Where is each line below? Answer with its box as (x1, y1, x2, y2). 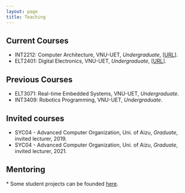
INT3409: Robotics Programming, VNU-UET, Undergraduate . (14, 96, 163, 103)
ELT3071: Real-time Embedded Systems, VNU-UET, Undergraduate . (14, 90, 179, 97)
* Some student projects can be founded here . (6, 180, 119, 187)
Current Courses (6, 36, 69, 46)
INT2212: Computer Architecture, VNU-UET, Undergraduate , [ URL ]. (14, 51, 178, 59)
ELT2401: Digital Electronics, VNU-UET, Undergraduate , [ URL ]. (14, 57, 167, 65)
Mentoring (6, 165, 46, 175)
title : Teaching (6, 14, 46, 20)
